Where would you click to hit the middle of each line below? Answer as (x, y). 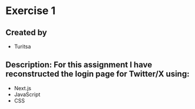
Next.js (23, 88)
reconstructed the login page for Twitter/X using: (97, 74)
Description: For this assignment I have (79, 65)
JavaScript (27, 94)
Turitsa (22, 46)
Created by (27, 33)
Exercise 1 (31, 11)
